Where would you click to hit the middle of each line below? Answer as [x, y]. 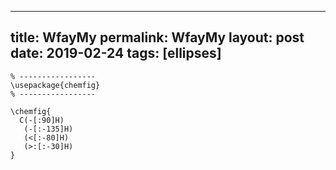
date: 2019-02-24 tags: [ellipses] [116, 53]
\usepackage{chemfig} [55, 85]
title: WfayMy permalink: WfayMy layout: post [157, 37]
